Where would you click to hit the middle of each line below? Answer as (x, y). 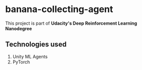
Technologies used (36, 45)
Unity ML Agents (30, 56)
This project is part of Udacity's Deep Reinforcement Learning (71, 23)
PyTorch (21, 62)
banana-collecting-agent (59, 9)
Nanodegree (19, 28)
